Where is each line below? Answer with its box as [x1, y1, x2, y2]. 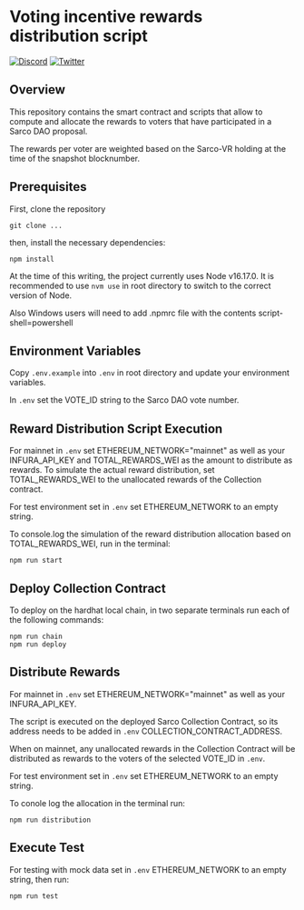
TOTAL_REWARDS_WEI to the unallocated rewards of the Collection [9, 475, 261, 485]
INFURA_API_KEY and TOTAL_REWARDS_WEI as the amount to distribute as [9, 455, 293, 465]
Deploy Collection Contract [9, 580, 166, 596]
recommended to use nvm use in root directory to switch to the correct [9, 280, 271, 291]
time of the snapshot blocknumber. [9, 153, 141, 164]
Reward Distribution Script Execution [9, 421, 223, 436]
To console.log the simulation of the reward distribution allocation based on [9, 529, 292, 540]
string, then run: [9, 874, 70, 885]
